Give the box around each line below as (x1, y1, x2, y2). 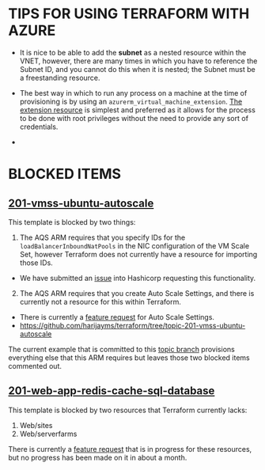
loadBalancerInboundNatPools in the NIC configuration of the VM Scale (19, 241, 250, 250)
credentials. (19, 122, 59, 131)
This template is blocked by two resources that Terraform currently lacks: (8, 405, 248, 415)
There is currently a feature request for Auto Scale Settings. (19, 312, 215, 321)
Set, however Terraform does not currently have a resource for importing (19, 249, 258, 259)
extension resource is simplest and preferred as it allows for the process (19, 104, 256, 115)
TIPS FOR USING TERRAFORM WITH (8, 5, 250, 23)
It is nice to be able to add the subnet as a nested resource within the (19, 47, 247, 57)
